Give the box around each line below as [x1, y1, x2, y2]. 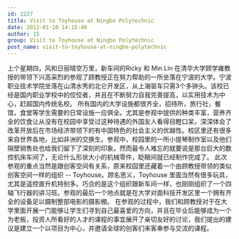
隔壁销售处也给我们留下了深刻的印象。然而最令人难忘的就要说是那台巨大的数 [7, 144, 232, 152]
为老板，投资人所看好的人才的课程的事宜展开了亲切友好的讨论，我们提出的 [7, 215, 225, 223]
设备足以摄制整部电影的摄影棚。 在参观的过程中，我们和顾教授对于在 [19, 197, 221, 206]
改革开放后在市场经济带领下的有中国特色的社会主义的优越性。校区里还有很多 [7, 126, 232, 134]
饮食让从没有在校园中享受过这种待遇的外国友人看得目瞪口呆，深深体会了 [19, 117, 232, 125]
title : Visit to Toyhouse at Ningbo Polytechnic [7, 17, 154, 24]
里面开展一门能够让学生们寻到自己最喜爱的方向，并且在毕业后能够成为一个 [13, 206, 232, 214]
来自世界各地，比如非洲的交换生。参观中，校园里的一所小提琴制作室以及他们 [7, 135, 232, 143]
